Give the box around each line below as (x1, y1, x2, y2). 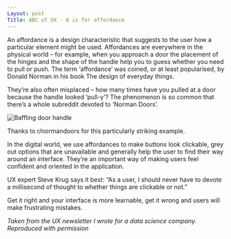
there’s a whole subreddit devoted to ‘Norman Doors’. (7, 100, 159, 108)
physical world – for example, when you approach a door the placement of (7, 50, 219, 59)
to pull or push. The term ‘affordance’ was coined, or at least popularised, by (7, 65, 225, 73)
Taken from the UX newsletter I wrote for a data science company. (7, 216, 197, 225)
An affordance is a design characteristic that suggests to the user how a (7, 35, 212, 43)
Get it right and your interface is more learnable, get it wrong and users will (7, 196, 221, 204)
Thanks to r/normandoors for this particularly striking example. (7, 127, 185, 135)
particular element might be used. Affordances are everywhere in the (7, 43, 203, 51)
